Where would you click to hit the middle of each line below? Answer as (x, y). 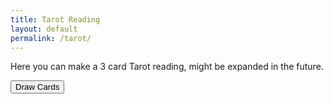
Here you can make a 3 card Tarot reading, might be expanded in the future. (167, 67)
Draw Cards (37, 87)
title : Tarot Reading (55, 19)
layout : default (44, 29)
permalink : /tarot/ (51, 38)
